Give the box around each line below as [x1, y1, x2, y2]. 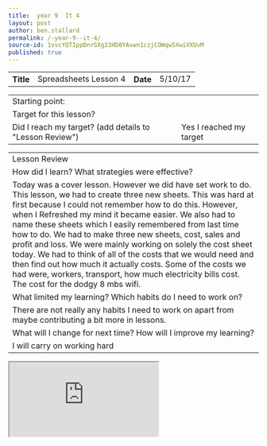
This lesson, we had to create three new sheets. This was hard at [12, 189, 254, 200]
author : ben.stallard [8, 26, 80, 34]
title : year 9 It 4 [8, 11, 80, 20]
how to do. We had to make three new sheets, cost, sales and [12, 229, 241, 239]
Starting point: [12, 96, 65, 107]
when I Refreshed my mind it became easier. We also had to [12, 209, 236, 219]
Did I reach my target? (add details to [12, 122, 150, 132]
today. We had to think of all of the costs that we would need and [12, 249, 254, 259]
